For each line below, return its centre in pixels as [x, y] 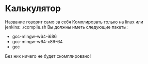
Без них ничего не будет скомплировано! [48, 56]
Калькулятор [33, 8]
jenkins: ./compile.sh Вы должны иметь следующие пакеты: [66, 27]
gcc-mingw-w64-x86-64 [37, 41]
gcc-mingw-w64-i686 [34, 36]
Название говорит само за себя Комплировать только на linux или [74, 22]
